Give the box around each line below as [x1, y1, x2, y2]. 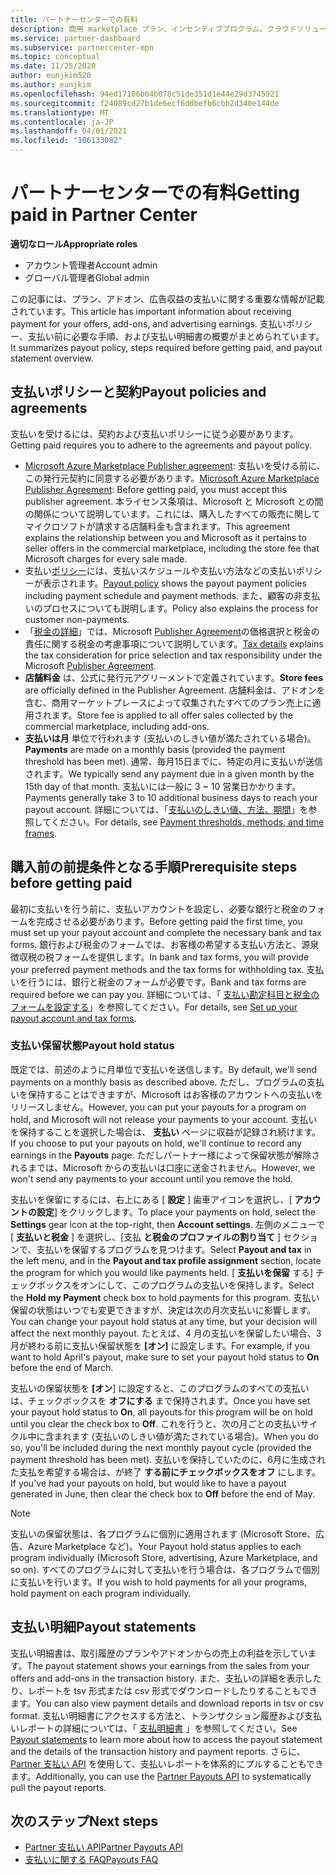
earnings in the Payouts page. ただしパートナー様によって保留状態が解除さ [10, 1149, 321, 1161]
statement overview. [10, 352, 94, 364]
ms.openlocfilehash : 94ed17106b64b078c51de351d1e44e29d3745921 [10, 89, 280, 99]
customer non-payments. [24, 613, 130, 625]
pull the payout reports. [10, 1781, 107, 1793]
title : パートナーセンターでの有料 [10, 14, 138, 25]
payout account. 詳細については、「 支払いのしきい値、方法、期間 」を [24, 803, 309, 815]
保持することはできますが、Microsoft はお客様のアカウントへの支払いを [27, 1088, 324, 1100]
